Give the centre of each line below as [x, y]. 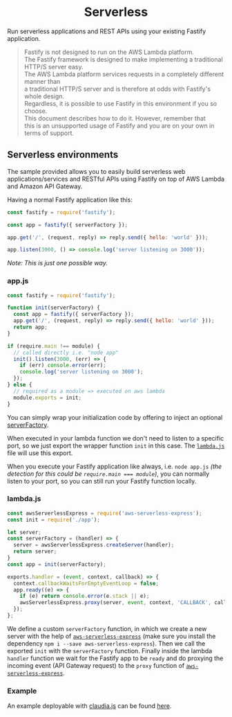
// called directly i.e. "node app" [66, 353]
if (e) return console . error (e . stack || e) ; [85, 596]
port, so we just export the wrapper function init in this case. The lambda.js [116, 445]
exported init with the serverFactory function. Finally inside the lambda [110, 650]
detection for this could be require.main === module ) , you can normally [108, 473]
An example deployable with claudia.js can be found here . [89, 706]
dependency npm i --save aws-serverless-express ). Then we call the [106, 643]
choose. [36, 111]
